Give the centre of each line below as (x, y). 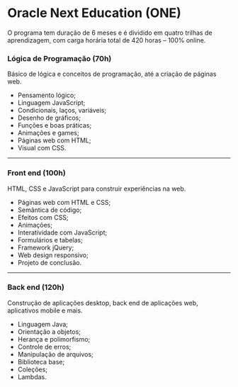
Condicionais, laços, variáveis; (62, 111)
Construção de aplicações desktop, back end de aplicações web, (103, 303)
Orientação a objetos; (49, 332)
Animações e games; (48, 133)
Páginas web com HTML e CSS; (64, 202)
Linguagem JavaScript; (51, 103)
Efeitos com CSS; (43, 217)
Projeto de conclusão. (50, 262)
